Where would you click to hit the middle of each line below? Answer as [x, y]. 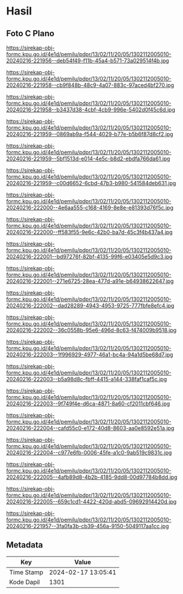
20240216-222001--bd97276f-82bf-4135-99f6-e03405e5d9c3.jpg [89, 257]
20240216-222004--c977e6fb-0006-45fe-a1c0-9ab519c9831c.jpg [89, 453]
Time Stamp [26, 572]
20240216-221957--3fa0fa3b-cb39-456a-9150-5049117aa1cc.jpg [88, 526]
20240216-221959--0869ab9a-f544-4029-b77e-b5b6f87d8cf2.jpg [90, 134]
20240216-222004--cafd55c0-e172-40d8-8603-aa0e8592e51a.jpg [90, 428]
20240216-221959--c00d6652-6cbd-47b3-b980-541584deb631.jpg [91, 183]
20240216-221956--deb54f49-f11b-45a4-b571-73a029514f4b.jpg [88, 61]
